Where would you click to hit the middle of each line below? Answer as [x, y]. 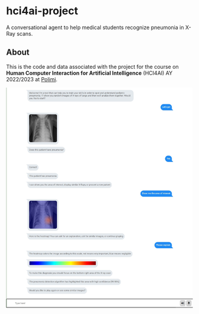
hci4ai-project [42, 11]
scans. [25, 33]
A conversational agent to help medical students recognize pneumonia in [95, 27]
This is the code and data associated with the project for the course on [92, 66]
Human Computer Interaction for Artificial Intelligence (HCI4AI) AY [89, 73]
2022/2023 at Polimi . [32, 79]
